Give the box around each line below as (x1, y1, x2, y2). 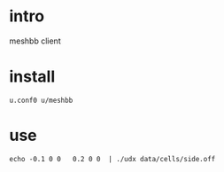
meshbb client (9, 35, 61, 46)
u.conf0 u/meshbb (9, 96, 73, 105)
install (9, 66, 56, 87)
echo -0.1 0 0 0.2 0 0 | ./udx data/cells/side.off (9, 154, 216, 163)
